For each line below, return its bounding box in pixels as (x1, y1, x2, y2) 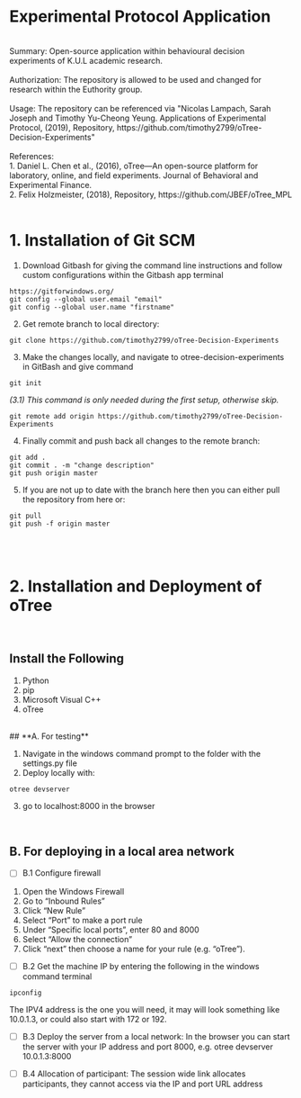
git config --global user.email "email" (9, 294, 164, 303)
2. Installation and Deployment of (9, 576, 262, 597)
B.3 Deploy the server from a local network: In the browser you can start (22, 1030, 290, 1041)
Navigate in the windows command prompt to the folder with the (22, 748, 261, 759)
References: (9, 150, 54, 161)
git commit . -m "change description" (9, 461, 155, 470)
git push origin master (9, 468, 99, 478)
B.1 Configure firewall (22, 868, 102, 878)
